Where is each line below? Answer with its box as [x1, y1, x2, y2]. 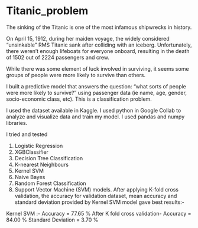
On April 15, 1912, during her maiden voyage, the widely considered [6, 35, 170, 42]
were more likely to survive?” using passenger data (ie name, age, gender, [6, 89, 187, 96]
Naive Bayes [14, 173, 46, 180]
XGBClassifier [14, 148, 49, 156]
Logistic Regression [14, 142, 63, 149]
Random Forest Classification [14, 180, 87, 187]
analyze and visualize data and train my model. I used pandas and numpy [6, 113, 185, 120]
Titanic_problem [6, 4, 89, 18]
